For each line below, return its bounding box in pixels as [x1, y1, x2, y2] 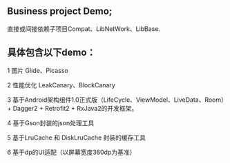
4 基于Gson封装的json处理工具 [7, 118, 95, 127]
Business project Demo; [7, 6, 113, 17]
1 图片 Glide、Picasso [7, 66, 69, 74]
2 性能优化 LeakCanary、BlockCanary [7, 80, 115, 89]
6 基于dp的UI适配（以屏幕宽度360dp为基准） [7, 148, 136, 156]
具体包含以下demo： [7, 47, 96, 58]
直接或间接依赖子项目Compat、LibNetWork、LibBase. [7, 24, 161, 33]
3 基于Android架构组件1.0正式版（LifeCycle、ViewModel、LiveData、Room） [7, 96, 224, 104]
